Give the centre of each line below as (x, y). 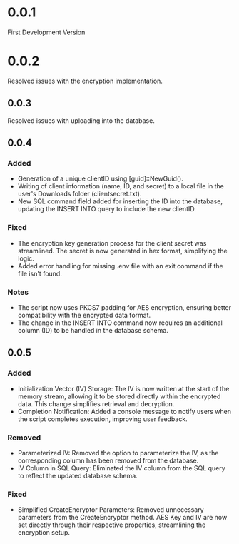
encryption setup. (44, 533)
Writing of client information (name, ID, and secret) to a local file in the (121, 186)
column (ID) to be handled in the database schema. (93, 330)
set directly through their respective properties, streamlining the (112, 525)
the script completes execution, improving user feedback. (102, 419)
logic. (26, 258)
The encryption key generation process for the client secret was (112, 243)
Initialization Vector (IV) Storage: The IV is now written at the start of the (123, 388)
